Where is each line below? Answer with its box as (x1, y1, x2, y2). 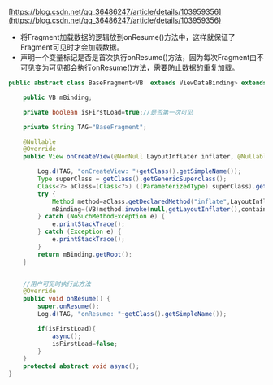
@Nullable (23, 137, 57, 145)
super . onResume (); (37, 302, 100, 311)
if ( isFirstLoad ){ (37, 324, 96, 332)
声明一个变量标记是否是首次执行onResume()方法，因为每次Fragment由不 (19, 53, 264, 62)
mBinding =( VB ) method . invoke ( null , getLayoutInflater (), (51, 205, 242, 214)
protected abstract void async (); (23, 362, 140, 370)
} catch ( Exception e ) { (37, 227, 122, 236)
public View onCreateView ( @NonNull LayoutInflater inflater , (23, 153, 234, 161)
